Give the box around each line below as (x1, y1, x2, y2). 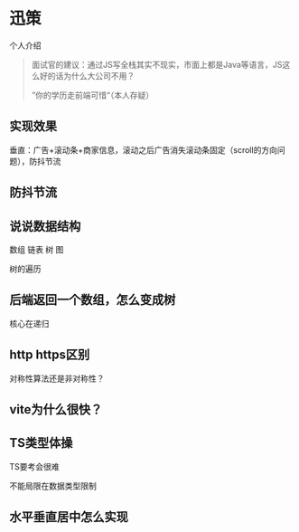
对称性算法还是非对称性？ (9, 373, 105, 384)
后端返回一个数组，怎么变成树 (9, 292, 176, 308)
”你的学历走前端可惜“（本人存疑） (31, 90, 154, 100)
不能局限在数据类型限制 (9, 480, 97, 491)
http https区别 (9, 347, 90, 363)
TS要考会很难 (9, 461, 61, 471)
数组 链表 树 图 (9, 243, 64, 254)
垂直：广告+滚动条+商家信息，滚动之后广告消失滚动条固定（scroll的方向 (9, 144, 278, 155)
